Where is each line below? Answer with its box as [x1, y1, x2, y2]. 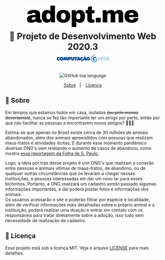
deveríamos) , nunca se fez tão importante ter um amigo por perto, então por [5, 115, 160, 121]
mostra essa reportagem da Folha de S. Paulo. [5, 150, 99, 156]
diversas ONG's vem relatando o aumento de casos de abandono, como [5, 145, 152, 151]
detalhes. [5, 250, 24, 256]
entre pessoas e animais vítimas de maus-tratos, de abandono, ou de [5, 165, 146, 171]
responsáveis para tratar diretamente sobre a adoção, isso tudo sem [5, 212, 144, 218]
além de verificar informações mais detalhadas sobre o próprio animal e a [5, 201, 155, 208]
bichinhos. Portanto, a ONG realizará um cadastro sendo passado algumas [5, 181, 157, 187]
